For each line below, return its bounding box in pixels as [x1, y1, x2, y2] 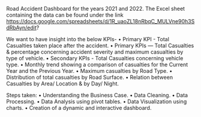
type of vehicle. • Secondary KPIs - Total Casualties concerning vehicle [6, 55, 184, 61]
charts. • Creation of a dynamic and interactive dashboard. [6, 104, 152, 111]
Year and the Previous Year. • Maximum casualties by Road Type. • [6, 67, 173, 74]
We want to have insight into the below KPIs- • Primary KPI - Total [6, 36, 170, 42]
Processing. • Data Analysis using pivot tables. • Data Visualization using [6, 98, 187, 105]
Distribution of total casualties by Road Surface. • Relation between [6, 74, 173, 81]
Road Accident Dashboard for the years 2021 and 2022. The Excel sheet [6, 5, 185, 12]
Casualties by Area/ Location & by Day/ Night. [6, 80, 119, 87]
